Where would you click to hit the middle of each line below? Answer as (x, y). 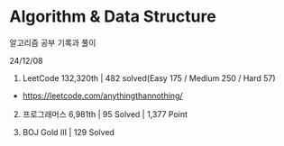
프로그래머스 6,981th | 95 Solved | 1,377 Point (105, 114)
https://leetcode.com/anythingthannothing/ (102, 96)
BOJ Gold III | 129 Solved (69, 132)
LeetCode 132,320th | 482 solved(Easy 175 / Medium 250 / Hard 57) (149, 78)
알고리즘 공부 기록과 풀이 (53, 42)
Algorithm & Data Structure (113, 17)
